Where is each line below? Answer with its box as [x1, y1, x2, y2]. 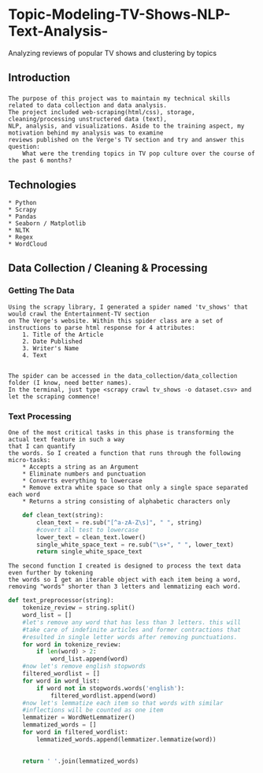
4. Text [22, 351, 47, 359]
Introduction [8, 71, 71, 84]
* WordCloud [8, 240, 47, 249]
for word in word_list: [22, 677, 101, 685]
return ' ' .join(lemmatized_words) [22, 757, 139, 765]
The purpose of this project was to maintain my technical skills [8, 94, 231, 103]
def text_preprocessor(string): [8, 597, 114, 605]
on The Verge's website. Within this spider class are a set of [8, 316, 224, 324]
